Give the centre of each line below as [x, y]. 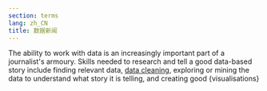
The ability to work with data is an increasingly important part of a [117, 53]
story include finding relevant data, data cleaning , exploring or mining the [129, 70]
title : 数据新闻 [33, 30]
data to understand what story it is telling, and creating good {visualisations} [134, 79]
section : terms [34, 16]
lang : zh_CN [28, 23]
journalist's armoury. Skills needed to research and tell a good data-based [130, 61]
